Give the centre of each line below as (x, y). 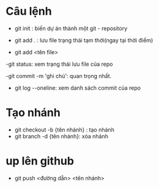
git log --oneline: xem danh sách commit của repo (78, 88)
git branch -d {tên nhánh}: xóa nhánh (61, 136)
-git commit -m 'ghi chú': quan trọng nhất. (59, 76)
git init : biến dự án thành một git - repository (71, 28)
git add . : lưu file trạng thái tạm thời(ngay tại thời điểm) (84, 40)
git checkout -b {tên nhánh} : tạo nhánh (64, 130)
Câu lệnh (29, 11)
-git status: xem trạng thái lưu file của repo (59, 64)
